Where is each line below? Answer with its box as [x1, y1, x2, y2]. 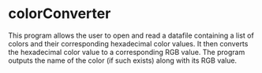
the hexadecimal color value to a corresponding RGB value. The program [8, 47, 245, 57]
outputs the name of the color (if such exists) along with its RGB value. [8, 56, 238, 65]
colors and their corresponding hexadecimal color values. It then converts [8, 38, 249, 48]
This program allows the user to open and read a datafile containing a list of [8, 31, 254, 40]
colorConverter [8, 5, 111, 23]
